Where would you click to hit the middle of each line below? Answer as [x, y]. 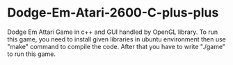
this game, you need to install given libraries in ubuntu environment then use [116, 39]
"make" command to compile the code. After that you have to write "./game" [116, 46]
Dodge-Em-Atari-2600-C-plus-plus [113, 13]
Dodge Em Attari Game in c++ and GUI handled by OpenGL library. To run [112, 32]
